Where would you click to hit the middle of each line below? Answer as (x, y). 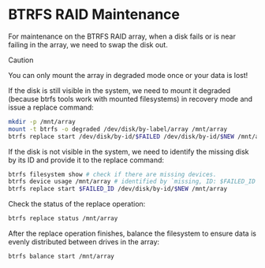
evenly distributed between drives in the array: (84, 242)
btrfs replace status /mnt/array (63, 218)
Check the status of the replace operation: (77, 204)
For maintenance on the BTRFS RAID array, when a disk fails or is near (122, 36)
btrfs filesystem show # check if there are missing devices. (112, 174)
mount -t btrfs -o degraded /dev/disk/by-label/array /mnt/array (118, 129)
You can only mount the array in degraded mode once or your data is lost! (128, 75)
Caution (21, 60)
